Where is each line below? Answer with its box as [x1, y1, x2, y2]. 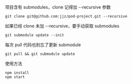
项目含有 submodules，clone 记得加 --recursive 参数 [5, 4, 111, 10]
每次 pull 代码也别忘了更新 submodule [5, 42, 81, 48]
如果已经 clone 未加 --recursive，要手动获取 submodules [5, 23, 119, 29]
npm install [5, 70, 29, 75]
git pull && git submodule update [5, 51, 75, 56]
